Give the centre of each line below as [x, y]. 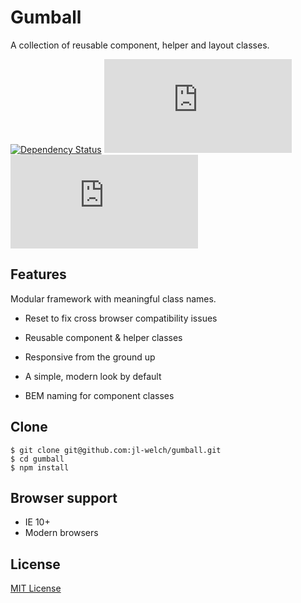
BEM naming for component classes [99, 395]
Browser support [64, 497]
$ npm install [40, 467]
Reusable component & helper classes [103, 337]
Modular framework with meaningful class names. [113, 298]
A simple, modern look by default [93, 376]
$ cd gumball [37, 459]
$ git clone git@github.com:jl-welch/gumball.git [116, 450]
